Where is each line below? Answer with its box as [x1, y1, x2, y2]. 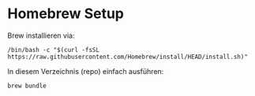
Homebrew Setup [7, 5, 124, 23]
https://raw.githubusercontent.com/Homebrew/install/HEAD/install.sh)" [7, 53, 248, 61]
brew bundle [7, 82, 47, 90]
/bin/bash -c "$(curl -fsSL [7, 46, 100, 54]
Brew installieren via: [7, 31, 75, 40]
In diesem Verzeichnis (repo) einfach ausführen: [7, 66, 164, 76]
